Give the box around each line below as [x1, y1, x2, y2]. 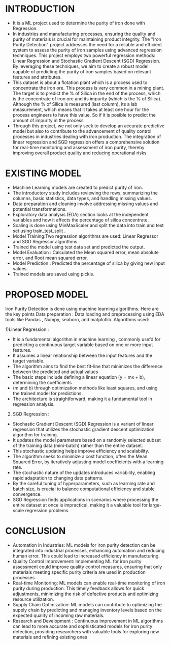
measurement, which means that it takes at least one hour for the [12, 106, 149, 113]
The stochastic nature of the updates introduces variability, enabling [12, 469, 156, 475]
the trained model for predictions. [12, 390, 83, 396]
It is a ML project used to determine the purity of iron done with [12, 20, 146, 26]
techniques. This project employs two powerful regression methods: [12, 52, 156, 59]
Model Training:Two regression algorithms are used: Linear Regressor [12, 233, 159, 239]
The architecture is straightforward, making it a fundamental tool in [12, 396, 152, 402]
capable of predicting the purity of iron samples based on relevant [12, 68, 151, 74]
